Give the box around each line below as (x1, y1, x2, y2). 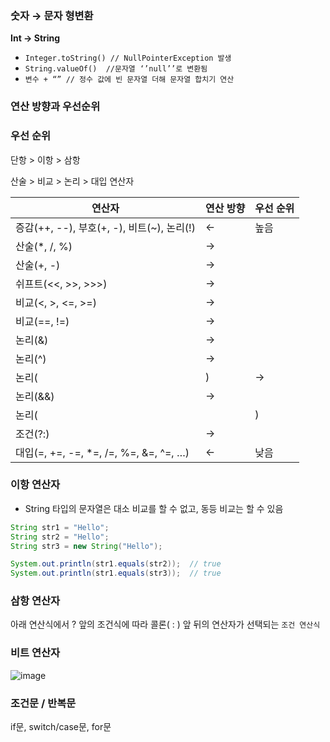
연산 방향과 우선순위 (10, 100, 101, 114)
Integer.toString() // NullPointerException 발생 (24, 53, 232, 64)
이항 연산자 (10, 478, 61, 492)
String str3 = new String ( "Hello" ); (10, 541, 163, 551)
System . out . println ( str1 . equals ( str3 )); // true (10, 568, 222, 579)
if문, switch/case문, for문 (10, 721, 112, 733)
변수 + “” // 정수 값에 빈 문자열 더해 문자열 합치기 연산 (24, 75, 235, 85)
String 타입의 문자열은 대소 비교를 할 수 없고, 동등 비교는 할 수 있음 (24, 502, 284, 514)
